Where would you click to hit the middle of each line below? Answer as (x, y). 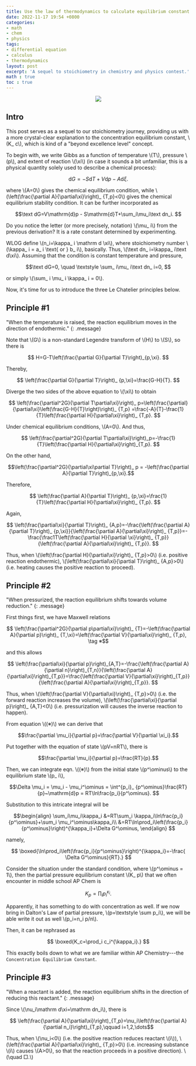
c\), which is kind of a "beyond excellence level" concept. (84, 144)
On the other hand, (29, 456)
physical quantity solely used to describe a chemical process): (81, 167)
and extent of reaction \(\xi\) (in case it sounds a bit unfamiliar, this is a (102, 161)
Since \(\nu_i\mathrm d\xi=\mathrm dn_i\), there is (66, 1009)
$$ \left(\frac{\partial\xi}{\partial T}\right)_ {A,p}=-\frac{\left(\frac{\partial (95, 525)
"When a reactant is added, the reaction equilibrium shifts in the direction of (97, 992)
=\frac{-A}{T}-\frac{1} (158, 409)
